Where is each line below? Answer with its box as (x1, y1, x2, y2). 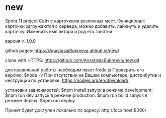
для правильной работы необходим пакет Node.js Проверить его (5, 66, 144, 73)
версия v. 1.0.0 (5, 38, 36, 44)
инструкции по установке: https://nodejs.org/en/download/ (5, 77, 129, 83)
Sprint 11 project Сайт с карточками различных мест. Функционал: (5, 18, 145, 24)
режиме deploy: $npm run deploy (5, 97, 76, 103)
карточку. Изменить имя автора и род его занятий (5, 28, 113, 34)
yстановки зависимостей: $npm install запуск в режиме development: (5, 87, 153, 93)
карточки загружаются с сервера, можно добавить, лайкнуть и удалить (5, 23, 159, 29)
